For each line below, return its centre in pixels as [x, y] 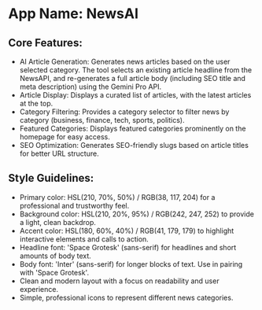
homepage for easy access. [65, 137]
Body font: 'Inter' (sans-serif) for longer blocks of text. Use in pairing [131, 264]
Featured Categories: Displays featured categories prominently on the [133, 128]
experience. [39, 289]
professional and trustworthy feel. [74, 205]
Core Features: [45, 43]
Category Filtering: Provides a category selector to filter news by [124, 112]
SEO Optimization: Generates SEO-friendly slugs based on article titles [134, 145]
